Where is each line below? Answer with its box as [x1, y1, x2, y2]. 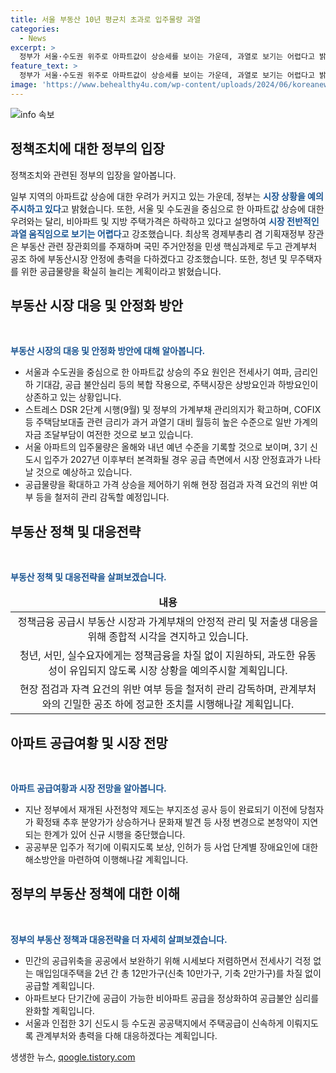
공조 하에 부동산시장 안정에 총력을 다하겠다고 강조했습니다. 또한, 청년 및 [10, 252, 288, 265]
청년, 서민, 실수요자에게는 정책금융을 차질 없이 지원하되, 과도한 [19, 649, 296, 663]
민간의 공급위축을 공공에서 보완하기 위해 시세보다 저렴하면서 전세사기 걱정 [24, 954, 312, 966]
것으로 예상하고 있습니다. [35, 466, 133, 478]
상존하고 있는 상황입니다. [24, 391, 122, 403]
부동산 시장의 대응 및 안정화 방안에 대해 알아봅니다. [10, 345, 206, 357]
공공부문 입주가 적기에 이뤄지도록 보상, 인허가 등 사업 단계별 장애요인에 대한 [24, 841, 319, 853]
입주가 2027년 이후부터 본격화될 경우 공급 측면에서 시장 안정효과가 [43, 454, 303, 466]
